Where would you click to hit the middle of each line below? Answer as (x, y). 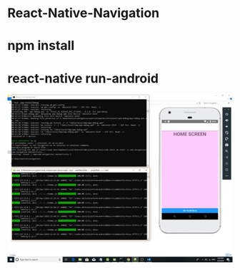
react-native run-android (83, 78)
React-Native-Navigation (84, 13)
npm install (41, 46)
